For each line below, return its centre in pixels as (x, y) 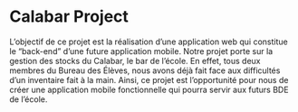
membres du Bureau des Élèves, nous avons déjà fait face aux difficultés (145, 70)
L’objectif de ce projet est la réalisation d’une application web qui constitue (149, 42)
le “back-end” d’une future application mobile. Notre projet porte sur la (141, 51)
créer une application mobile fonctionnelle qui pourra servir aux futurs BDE (149, 89)
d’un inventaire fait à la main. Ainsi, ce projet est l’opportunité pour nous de (149, 79)
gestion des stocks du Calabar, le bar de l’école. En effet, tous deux (135, 61)
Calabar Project (69, 17)
